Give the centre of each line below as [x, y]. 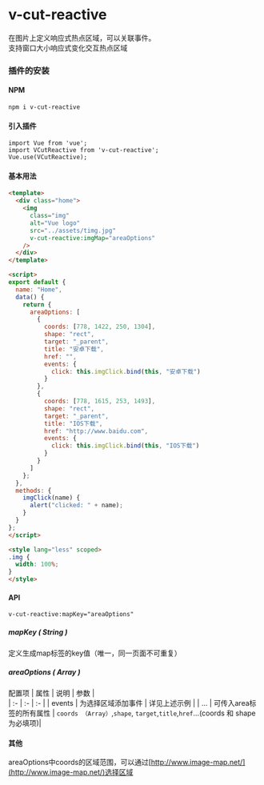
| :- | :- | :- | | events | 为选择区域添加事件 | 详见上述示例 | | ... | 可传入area [129, 703]
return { [37, 304]
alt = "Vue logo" [55, 223]
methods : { [34, 491]
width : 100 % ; [37, 565]
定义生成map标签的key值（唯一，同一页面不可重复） [95, 653]
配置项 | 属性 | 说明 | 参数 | [52, 693]
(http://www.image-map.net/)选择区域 [71, 772]
